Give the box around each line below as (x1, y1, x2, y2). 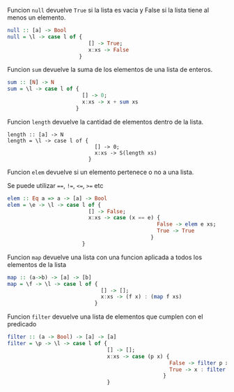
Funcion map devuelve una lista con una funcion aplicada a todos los (7, 253, 203, 261)
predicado (7, 320, 37, 328)
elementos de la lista (7, 260, 67, 268)
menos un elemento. (7, 13, 66, 22)
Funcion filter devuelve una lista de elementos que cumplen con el (7, 312, 203, 321)
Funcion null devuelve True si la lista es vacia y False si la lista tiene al (7, 6, 210, 14)
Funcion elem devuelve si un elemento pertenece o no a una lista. (7, 168, 194, 176)
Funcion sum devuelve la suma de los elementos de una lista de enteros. (7, 66, 213, 74)
